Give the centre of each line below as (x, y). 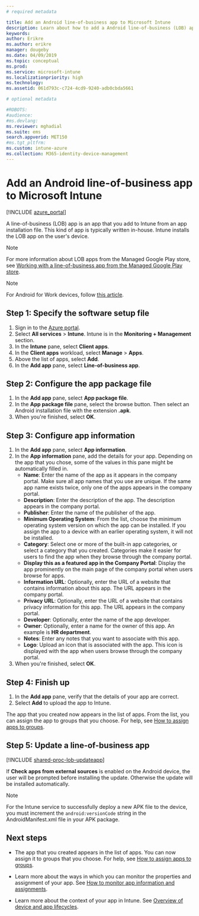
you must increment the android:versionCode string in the (76, 813)
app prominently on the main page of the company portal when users (108, 570)
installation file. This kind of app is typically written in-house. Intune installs (98, 230)
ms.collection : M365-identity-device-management (67, 154)
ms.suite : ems (24, 132)
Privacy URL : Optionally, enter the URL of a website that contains (103, 601)
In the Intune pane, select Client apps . (62, 346)
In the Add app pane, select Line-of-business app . (77, 365)
